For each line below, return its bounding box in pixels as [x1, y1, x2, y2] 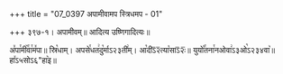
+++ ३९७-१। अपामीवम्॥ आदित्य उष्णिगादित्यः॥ [9, 27, 151, 37]
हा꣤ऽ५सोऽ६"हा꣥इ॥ [9, 55, 57, 65]
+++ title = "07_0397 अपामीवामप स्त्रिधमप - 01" [9, 9, 163, 19]
